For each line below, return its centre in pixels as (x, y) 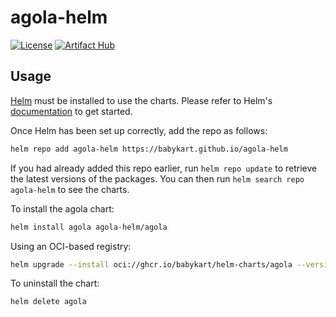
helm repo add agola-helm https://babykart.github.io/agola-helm (149, 149)
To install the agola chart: (62, 208)
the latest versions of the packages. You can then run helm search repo (157, 178)
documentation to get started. (71, 111)
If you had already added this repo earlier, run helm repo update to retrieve (164, 168)
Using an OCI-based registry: (71, 246)
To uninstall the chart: (55, 283)
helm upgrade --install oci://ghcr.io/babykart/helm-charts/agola (151, 264)
